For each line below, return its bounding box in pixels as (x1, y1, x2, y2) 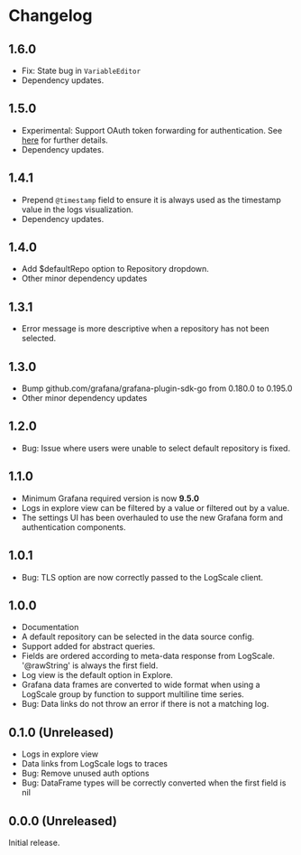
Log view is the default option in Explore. (21, 670, 173, 681)
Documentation (21, 622, 79, 633)
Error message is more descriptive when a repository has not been (21, 323, 269, 334)
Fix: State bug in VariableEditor (21, 65, 141, 76)
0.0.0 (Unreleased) (8, 813, 118, 829)
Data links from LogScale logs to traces (21, 758, 169, 769)
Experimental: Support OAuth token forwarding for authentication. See (21, 125, 283, 135)
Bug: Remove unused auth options (21, 768, 150, 779)
